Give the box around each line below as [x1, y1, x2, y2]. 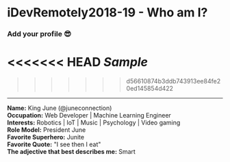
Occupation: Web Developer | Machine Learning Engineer [7, 111, 171, 120]
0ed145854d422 [126, 84, 173, 93]
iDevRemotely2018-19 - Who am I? [7, 5, 208, 21]
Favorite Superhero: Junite [7, 133, 84, 141]
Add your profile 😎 [7, 29, 72, 39]
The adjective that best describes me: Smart [7, 148, 136, 156]
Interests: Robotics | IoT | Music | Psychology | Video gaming [7, 118, 181, 127]
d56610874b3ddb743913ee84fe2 [126, 77, 221, 85]
